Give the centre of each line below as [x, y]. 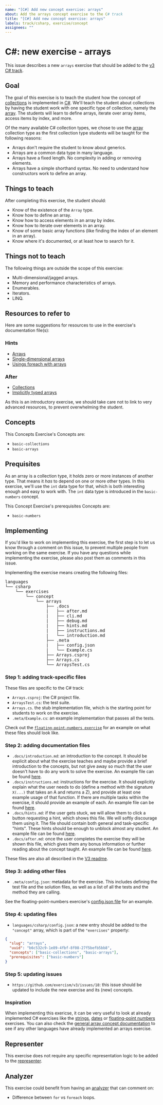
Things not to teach [35, 256]
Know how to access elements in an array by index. [64, 220]
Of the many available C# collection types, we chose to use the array [74, 128]
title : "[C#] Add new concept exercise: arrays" [55, 19]
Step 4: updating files [31, 914]
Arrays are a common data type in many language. [63, 153]
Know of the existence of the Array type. [53, 210]
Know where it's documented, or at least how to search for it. [73, 241]
